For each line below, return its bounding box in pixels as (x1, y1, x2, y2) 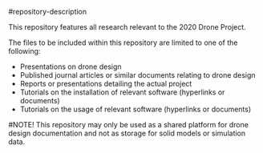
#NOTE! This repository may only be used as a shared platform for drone (8, 120, 249, 129)
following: (8, 46, 41, 55)
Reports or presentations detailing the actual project (19, 79, 192, 88)
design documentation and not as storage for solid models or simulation (8, 128, 246, 138)
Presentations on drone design (19, 62, 122, 71)
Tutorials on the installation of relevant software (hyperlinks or (19, 87, 225, 97)
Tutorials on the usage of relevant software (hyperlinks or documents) (19, 104, 252, 114)
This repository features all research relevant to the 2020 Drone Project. (8, 22, 246, 31)
